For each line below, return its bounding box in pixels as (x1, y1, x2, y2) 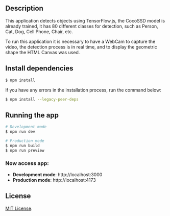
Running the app (5, 111, 59, 119)
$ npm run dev (5, 129, 36, 134)
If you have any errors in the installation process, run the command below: (5, 87, 162, 93)
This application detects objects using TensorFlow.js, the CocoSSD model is (5, 17, 165, 23)
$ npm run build (5, 143, 40, 148)
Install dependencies (5, 64, 74, 73)
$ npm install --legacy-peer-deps (5, 97, 79, 102)
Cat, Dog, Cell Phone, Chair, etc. (5, 28, 73, 35)
